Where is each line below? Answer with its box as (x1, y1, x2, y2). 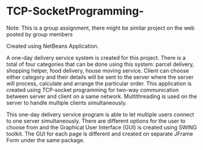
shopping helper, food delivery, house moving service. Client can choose (6, 67, 190, 74)
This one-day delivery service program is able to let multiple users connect (6, 111, 194, 118)
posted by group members (6, 30, 73, 37)
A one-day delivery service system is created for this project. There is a (6, 54, 186, 61)
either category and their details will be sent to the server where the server (6, 73, 194, 80)
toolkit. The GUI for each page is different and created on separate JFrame (6, 130, 193, 137)
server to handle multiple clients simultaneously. (6, 99, 128, 106)
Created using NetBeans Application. (6, 42, 99, 50)
